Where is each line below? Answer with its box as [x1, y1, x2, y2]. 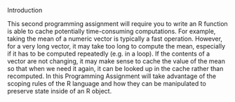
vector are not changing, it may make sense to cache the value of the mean [7, 57, 226, 65]
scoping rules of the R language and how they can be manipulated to [7, 79, 207, 87]
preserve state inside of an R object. [7, 87, 112, 95]
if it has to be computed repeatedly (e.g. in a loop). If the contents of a [7, 49, 210, 58]
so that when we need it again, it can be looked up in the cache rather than [7, 65, 224, 72]
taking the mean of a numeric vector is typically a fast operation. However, [7, 34, 223, 43]
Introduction [7, 6, 43, 14]
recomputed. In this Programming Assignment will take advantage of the [7, 72, 216, 80]
